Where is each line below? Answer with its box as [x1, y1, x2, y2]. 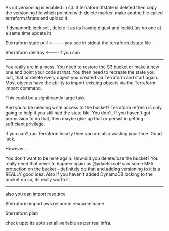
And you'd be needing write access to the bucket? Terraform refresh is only [5, 105, 162, 110]
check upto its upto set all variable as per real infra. [5, 220, 112, 226]
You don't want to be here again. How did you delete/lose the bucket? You [5, 155, 159, 161]
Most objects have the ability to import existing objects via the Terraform [5, 80, 156, 86]
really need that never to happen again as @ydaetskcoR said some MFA [5, 161, 154, 166]
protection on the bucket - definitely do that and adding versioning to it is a [5, 166, 160, 172]
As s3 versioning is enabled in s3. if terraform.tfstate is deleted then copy [5, 5, 157, 10]
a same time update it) [5, 30, 52, 36]
